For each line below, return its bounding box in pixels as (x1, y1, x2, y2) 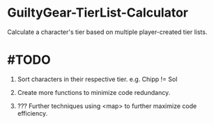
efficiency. (17, 109, 47, 117)
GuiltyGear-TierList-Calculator (7, 5, 188, 21)
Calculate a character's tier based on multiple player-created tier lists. (7, 28, 208, 36)
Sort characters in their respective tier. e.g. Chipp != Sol (17, 75, 178, 83)
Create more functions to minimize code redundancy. (17, 88, 171, 96)
